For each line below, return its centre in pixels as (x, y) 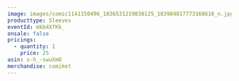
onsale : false (28, 33)
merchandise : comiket (39, 66)
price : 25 (35, 54)
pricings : (22, 40)
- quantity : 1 (34, 46)
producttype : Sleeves (39, 20)
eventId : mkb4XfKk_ (36, 27)
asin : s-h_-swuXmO (34, 60)
